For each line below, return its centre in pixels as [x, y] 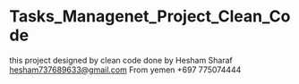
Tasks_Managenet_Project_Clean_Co [150, 17]
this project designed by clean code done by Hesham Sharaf [121, 60]
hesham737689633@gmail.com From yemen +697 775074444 [125, 70]
